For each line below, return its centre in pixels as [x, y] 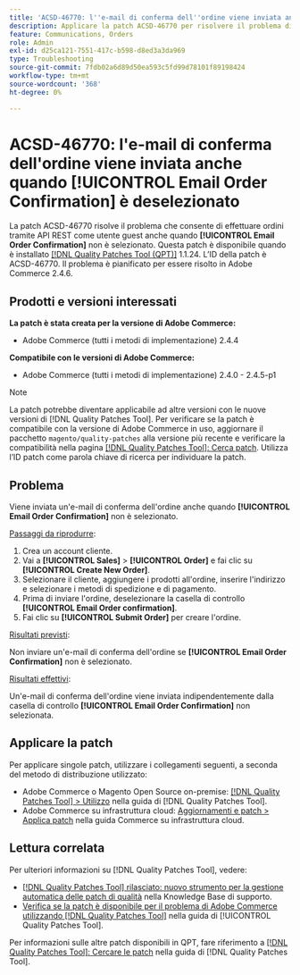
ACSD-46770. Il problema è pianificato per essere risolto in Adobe [131, 264]
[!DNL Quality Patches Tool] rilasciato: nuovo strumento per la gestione [153, 887]
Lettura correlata [57, 849]
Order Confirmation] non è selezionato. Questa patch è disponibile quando [148, 245]
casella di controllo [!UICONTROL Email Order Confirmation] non [130, 706]
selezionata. [32, 715]
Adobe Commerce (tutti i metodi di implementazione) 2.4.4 [130, 340]
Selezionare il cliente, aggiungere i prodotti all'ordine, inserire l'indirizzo [154, 580]
